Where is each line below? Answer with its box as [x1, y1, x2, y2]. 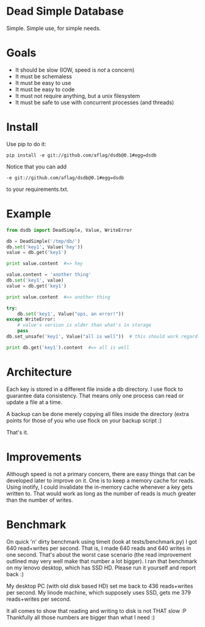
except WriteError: [6, 316, 56, 322]
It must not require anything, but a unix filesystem [15, 92, 140, 99]
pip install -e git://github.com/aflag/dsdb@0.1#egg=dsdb [6, 152, 157, 158]
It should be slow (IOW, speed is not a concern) [15, 66, 135, 73]
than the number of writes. [6, 496, 73, 503]
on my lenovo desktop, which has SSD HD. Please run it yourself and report [6, 564, 196, 571]
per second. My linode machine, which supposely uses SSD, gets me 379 [6, 588, 191, 596]
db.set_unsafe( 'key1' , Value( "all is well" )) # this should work [6, 333, 179, 339]
